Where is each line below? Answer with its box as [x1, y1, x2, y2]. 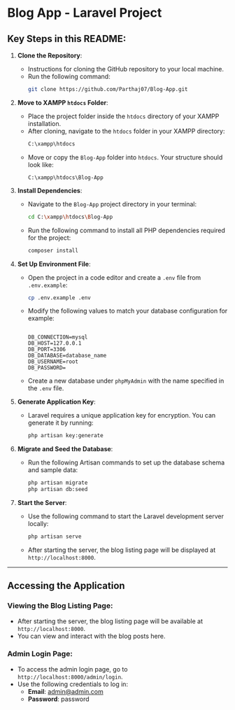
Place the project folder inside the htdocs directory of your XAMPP [27, 112, 220, 120]
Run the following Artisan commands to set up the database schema [27, 458, 225, 467]
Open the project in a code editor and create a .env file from [27, 273, 201, 281]
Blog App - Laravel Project [7, 5, 162, 21]
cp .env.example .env [27, 294, 91, 301]
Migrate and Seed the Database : [17, 445, 113, 453]
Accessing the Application [7, 580, 125, 592]
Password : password [27, 695, 90, 703]
